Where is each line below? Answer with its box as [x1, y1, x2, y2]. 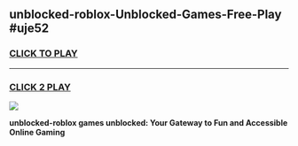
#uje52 [9, 21, 50, 36]
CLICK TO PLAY [9, 48, 78, 60]
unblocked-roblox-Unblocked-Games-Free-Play [9, 7, 282, 22]
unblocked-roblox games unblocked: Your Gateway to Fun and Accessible [9, 117, 288, 127]
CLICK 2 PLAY [9, 81, 71, 93]
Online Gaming [9, 127, 66, 137]
